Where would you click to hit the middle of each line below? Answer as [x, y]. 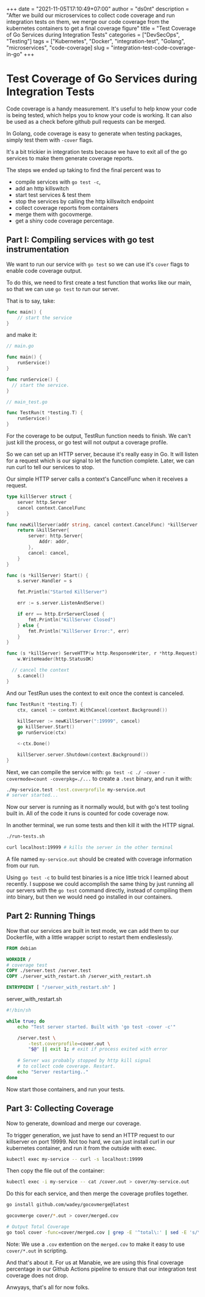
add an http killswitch [42, 188]
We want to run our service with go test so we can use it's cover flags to [98, 264]
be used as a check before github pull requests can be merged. [86, 121]
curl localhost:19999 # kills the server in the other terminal [90, 847]
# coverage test [27, 965]
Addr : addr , [54, 542]
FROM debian [21, 948]
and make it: [22, 335]
